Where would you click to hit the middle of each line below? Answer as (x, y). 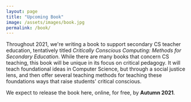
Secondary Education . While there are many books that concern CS (88, 57)
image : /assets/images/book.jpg (45, 22)
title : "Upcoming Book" (35, 17)
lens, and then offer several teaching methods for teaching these (84, 75)
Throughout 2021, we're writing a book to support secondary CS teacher (93, 44)
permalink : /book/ (28, 28)
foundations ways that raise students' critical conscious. (74, 82)
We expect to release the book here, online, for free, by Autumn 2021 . (91, 93)
